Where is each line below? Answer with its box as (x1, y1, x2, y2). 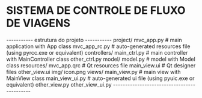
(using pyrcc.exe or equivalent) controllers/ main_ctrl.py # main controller (6, 49, 188, 56)
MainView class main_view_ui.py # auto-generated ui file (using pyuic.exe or (6, 75, 195, 82)
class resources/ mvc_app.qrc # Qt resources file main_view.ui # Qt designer (6, 61, 196, 69)
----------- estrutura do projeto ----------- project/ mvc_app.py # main (6, 36, 182, 43)
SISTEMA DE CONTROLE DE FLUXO (6, 4, 186, 17)
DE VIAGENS (6, 16, 71, 30)
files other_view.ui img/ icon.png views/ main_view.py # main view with (6, 68, 181, 75)
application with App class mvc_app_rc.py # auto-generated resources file (6, 43, 191, 50)
